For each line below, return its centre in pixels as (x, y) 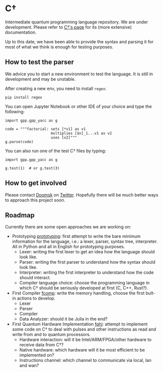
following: (15, 111)
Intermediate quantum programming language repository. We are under (77, 22)
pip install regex (24, 97)
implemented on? (37, 355)
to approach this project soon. (35, 200)
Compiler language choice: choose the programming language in (84, 283)
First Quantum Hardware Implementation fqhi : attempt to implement (80, 324)
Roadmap (20, 215)
